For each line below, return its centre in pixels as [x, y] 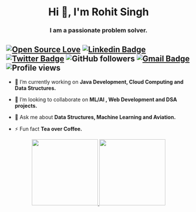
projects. [26, 106]
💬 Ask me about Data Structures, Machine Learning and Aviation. [95, 117]
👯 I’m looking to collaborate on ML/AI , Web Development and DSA [96, 99]
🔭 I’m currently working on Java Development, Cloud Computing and [99, 82]
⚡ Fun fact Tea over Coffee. [48, 129]
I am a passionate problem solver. [99, 31]
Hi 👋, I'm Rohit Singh [99, 12]
